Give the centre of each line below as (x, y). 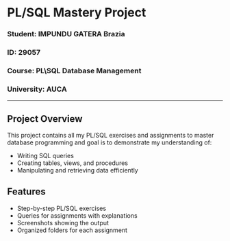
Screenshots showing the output (63, 223)
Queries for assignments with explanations (77, 215)
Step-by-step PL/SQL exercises (62, 208)
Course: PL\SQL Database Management (74, 71)
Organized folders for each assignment (72, 230)
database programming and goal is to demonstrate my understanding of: (110, 142)
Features (26, 192)
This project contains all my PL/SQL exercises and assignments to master (111, 136)
